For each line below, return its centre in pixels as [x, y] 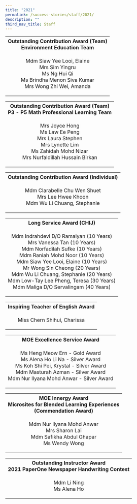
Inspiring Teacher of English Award [51, 307]
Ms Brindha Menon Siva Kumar [58, 80]
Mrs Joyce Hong [60, 126]
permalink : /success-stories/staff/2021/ [50, 15]
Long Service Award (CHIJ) [62, 223]
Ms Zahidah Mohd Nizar [60, 151]
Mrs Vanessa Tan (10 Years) [62, 243]
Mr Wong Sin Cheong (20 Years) [62, 268]
